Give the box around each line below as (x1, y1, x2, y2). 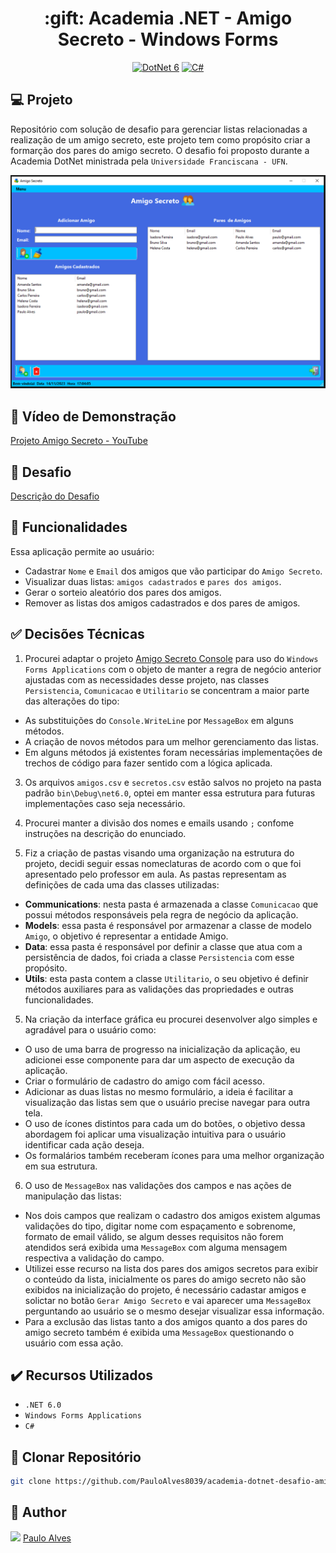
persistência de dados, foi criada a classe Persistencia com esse (24, 951, 295, 963)
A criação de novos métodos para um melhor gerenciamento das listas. (24, 735, 319, 747)
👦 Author (10, 1504, 67, 1521)
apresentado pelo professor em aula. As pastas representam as (24, 868, 287, 880)
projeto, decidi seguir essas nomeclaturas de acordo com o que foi (24, 857, 302, 869)
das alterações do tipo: (24, 695, 120, 707)
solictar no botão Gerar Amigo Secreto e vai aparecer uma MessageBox (24, 1294, 312, 1306)
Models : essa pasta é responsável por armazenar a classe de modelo (24, 919, 312, 931)
